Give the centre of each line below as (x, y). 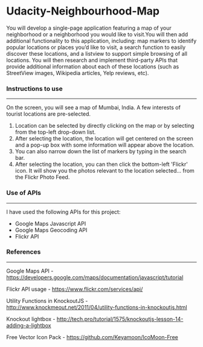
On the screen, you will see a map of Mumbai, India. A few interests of (94, 108)
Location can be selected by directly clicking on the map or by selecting (105, 126)
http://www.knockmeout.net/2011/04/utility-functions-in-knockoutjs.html (97, 307)
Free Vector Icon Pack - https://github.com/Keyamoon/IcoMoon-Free (92, 337)
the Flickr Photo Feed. (42, 177)
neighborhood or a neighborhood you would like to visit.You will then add (97, 34)
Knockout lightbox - (31, 319)
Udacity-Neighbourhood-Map (83, 11)
